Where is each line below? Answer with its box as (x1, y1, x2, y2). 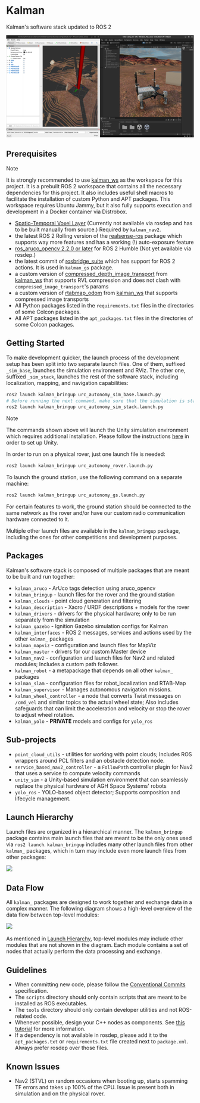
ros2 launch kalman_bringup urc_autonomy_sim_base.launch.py (6, 392, 161, 397)
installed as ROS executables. (14, 1000, 88, 1007)
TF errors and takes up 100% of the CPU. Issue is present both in (14, 1083, 174, 1090)
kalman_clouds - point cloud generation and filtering (14, 597, 142, 604)
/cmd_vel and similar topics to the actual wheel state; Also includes (14, 698, 179, 706)
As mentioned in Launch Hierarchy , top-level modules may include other (6, 935, 183, 942)
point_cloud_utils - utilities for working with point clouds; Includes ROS (14, 750, 192, 757)
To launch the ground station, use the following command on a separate (6, 474, 183, 481)
